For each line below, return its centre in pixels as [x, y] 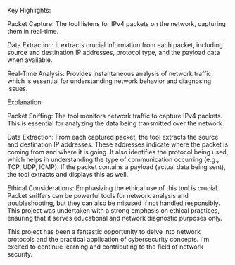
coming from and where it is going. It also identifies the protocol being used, [118, 152]
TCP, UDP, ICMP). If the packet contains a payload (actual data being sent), [117, 167]
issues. [18, 88]
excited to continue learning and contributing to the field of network [106, 247]
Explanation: [25, 102]
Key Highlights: [29, 10]
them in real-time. [33, 31]
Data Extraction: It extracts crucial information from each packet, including [115, 45]
